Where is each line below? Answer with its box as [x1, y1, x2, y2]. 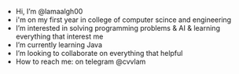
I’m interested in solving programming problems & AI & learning [15, 24, 220, 32]
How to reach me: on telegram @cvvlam [15, 57, 146, 66]
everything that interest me [15, 31, 104, 41]
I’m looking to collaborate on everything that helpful [15, 49, 183, 57]
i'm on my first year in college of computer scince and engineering [15, 15, 232, 24]
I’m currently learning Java [15, 40, 103, 50]
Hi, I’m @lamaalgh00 [15, 7, 83, 16]
